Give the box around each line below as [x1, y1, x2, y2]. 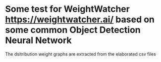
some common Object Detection [5, 25, 141, 35]
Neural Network [5, 35, 72, 46]
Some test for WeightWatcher [5, 3, 130, 15]
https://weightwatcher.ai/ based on [5, 14, 155, 25]
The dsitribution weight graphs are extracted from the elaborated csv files [5, 51, 156, 57]
